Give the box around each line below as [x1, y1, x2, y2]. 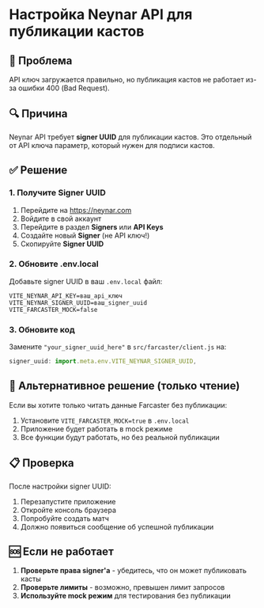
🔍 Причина [9, 107, 68, 120]
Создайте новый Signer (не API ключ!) [20, 230, 150, 240]
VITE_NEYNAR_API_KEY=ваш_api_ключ [9, 291, 123, 300]
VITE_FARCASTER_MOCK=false [9, 306, 98, 313]
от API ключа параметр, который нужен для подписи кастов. [9, 140, 216, 150]
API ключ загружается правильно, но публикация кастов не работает [9, 75, 244, 84]
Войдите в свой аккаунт [20, 214, 102, 223]
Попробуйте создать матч [20, 513, 110, 523]
